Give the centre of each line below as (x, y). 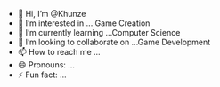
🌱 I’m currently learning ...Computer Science (99, 32)
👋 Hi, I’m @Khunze (52, 14)
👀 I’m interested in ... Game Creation (84, 23)
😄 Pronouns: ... (46, 65)
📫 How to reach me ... (59, 52)
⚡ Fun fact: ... (42, 75)
